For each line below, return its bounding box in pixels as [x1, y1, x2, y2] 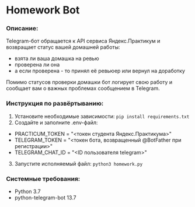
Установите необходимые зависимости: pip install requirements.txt [14, 113, 190, 120]
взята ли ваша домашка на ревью [14, 55, 99, 62]
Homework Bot [6, 3, 80, 17]
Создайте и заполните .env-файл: [14, 119, 98, 126]
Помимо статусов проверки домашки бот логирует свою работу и [6, 79, 173, 86]
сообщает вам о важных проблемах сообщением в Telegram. [6, 85, 160, 92]
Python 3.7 [14, 188, 41, 195]
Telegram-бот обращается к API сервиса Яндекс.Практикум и [6, 37, 161, 44]
